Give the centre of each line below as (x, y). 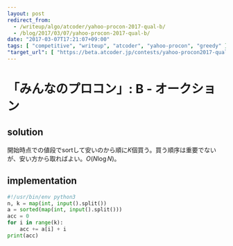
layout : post (26, 14)
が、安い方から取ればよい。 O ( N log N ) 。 (64, 158)
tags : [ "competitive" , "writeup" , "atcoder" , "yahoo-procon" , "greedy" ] (118, 46)
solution (25, 132)
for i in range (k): (35, 223)
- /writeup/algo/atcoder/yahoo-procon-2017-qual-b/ (90, 26)
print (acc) (23, 236)
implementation (42, 181)
